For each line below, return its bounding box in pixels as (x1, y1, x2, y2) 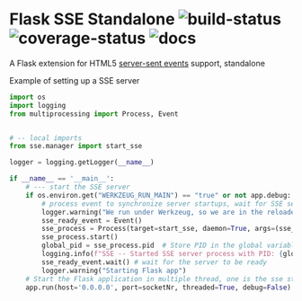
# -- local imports (9, 133, 83, 143)
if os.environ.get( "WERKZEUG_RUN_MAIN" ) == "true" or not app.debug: (25, 190, 292, 199)
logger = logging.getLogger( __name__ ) (9, 158, 155, 167)
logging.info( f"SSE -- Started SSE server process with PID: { (41, 250, 283, 259)
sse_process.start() (41, 233, 119, 242)
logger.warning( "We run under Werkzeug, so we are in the (41, 208, 263, 217)
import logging (9, 101, 67, 110)
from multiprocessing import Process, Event (9, 109, 179, 119)
